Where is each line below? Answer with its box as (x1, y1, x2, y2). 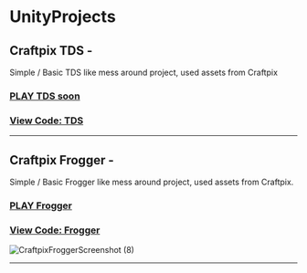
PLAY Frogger (9, 199, 73, 212)
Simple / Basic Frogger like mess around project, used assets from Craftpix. (9, 176, 294, 188)
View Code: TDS (9, 114, 84, 127)
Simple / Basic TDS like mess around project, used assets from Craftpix (9, 67, 279, 78)
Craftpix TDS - (9, 43, 93, 58)
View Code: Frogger (9, 224, 101, 236)
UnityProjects (9, 6, 116, 27)
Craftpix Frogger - (9, 152, 114, 168)
